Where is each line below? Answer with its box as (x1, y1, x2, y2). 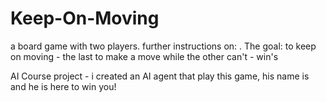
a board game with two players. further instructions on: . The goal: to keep (10, 40, 317, 52)
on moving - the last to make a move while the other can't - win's (10, 50, 279, 62)
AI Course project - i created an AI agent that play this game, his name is (10, 70, 310, 82)
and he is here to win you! (10, 80, 117, 92)
